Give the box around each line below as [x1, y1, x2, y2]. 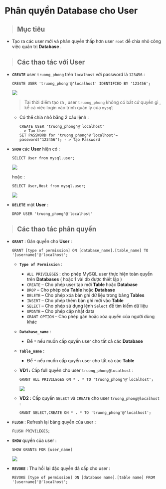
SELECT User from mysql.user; [11, 155, 75, 160]
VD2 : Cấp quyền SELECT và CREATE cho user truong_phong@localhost [19, 395, 160, 401]
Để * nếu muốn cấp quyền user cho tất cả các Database [26, 338, 143, 344]
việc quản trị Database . [11, 44, 62, 50]
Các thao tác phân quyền [16, 225, 97, 233]
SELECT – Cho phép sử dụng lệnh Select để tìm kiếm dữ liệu [26, 303, 148, 309]
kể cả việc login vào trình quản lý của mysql [24, 104, 114, 110]
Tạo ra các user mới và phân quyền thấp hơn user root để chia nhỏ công [11, 38, 162, 44]
